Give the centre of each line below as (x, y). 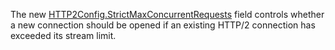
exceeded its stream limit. (63, 35)
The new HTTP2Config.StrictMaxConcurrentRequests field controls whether (167, 14)
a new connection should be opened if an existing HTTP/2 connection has (163, 25)
